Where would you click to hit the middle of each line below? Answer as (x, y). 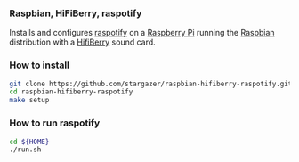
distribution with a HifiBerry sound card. (82, 42)
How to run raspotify (55, 123)
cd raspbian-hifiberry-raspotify (71, 92)
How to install (39, 65)
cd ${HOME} (29, 142)
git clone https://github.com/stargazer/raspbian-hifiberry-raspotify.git (151, 84)
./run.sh (25, 150)
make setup (29, 101)
